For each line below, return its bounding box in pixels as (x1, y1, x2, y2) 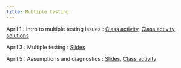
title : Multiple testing (6, 8, 69, 15)
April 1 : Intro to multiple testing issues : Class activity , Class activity (6, 25, 175, 32)
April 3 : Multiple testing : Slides (6, 43, 86, 51)
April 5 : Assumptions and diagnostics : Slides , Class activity (6, 55, 157, 62)
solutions (6, 31, 29, 39)
